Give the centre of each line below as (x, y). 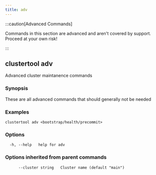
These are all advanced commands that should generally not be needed (78, 99)
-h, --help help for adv (37, 145)
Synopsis (17, 88)
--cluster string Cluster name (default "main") (71, 168)
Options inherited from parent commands (56, 157)
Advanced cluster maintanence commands (49, 76)
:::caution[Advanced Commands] (39, 24)
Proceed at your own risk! (31, 39)
